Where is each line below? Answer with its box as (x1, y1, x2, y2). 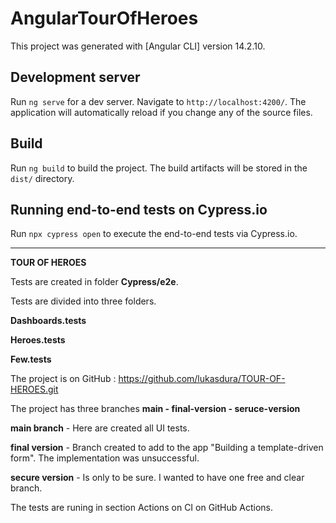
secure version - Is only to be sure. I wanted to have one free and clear (10, 472, 305, 484)
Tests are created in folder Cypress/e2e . (10, 276, 179, 288)
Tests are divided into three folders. (10, 295, 157, 307)
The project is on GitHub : (10, 373, 117, 385)
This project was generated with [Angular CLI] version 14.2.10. (10, 40, 266, 52)
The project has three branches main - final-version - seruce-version (10, 403, 301, 415)
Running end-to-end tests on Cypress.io (10, 201, 268, 218)
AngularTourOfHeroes (10, 7, 199, 30)
